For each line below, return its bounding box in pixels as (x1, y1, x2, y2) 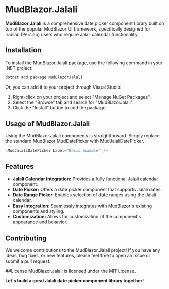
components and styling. (12, 208, 65, 214)
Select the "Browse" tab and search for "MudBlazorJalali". (12, 99, 134, 105)
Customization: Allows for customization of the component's (12, 214, 141, 220)
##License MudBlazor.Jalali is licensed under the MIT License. (5, 268, 136, 274)
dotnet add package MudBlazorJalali (5, 75, 83, 80)
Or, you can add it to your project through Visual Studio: (5, 84, 122, 90)
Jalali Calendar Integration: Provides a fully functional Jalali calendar (12, 176, 158, 182)
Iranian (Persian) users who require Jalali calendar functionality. (5, 31, 139, 37)
